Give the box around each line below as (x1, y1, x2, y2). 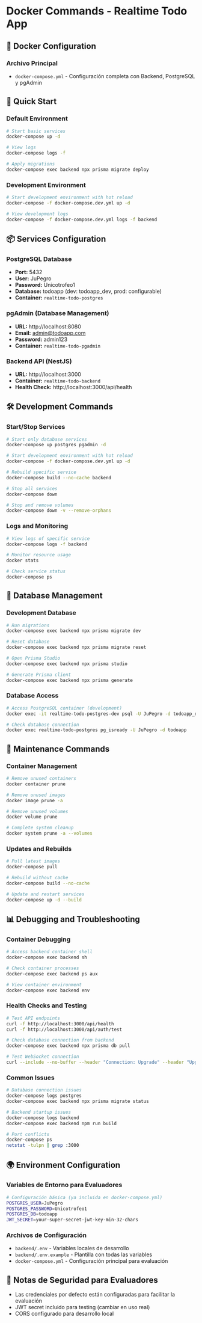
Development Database (6, 609, 76, 617)
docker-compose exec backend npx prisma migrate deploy (6, 167, 149, 173)
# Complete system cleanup (6, 825, 74, 831)
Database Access (6, 692, 59, 700)
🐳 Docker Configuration (6, 41, 96, 51)
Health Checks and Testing (6, 1001, 87, 1010)
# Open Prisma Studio (6, 655, 61, 661)
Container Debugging (6, 935, 71, 944)
